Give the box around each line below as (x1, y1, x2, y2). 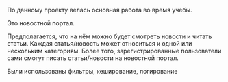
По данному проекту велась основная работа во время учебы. (7, 6, 193, 14)
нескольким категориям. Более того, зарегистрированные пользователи (7, 47, 222, 55)
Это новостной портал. (7, 19, 75, 27)
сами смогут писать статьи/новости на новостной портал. (7, 54, 179, 62)
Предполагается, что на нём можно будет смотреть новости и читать (7, 32, 212, 40)
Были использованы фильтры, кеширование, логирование (7, 68, 178, 75)
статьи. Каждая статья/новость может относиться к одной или (7, 40, 192, 47)
